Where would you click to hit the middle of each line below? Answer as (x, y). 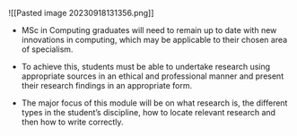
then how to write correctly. (72, 122)
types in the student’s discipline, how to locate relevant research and (148, 112)
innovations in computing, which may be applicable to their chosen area (154, 40)
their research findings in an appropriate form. (107, 85)
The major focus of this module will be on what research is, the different (154, 103)
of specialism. (47, 49)
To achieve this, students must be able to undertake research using (146, 67)
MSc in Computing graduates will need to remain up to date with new (149, 30)
